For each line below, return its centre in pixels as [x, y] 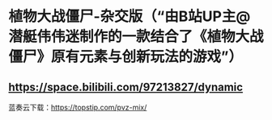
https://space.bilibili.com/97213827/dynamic [126, 87]
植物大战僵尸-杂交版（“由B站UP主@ [130, 17]
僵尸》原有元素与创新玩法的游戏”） [125, 57]
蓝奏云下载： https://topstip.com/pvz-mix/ [78, 107]
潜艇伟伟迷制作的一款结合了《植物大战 [136, 37]
